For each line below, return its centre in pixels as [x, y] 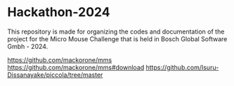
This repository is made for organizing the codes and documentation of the [116, 31]
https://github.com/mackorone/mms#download [76, 67]
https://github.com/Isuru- [182, 67]
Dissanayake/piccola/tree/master [55, 75]
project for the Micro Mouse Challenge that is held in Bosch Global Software [117, 38]
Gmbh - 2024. [28, 46]
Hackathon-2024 [59, 12]
